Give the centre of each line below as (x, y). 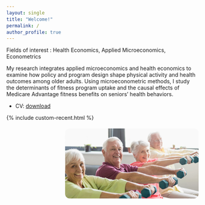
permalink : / (23, 26)
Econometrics (24, 57)
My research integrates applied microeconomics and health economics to (99, 68)
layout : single (26, 13)
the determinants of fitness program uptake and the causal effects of (93, 88)
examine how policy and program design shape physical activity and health (101, 75)
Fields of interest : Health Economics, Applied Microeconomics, (86, 50)
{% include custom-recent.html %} (50, 118)
